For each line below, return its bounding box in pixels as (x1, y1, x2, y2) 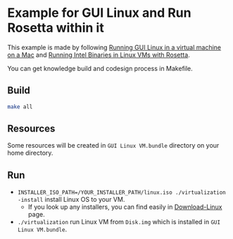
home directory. (7, 149, 53, 157)
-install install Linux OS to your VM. (17, 195, 125, 204)
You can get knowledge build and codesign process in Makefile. (7, 64, 194, 72)
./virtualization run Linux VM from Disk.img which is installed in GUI (17, 218, 220, 226)
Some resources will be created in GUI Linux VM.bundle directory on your (7, 141, 220, 150)
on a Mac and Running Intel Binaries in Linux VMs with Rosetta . (7, 51, 190, 59)
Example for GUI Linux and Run (7, 5, 191, 21)
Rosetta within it (7, 20, 104, 36)
